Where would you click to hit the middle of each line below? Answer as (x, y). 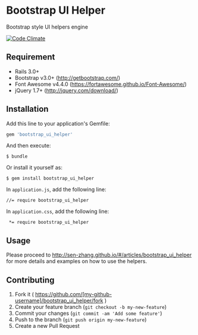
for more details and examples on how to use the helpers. (77, 261)
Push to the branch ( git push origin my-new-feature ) (81, 320)
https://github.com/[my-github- (73, 295)
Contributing (30, 280)
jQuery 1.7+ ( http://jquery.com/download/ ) (67, 90)
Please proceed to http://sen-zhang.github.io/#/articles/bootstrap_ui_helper (99, 255)
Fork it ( (24, 295)
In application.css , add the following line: (58, 211)
